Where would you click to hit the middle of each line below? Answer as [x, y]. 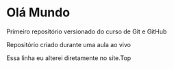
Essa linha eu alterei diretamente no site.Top [69, 58]
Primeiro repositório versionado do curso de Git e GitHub [87, 31]
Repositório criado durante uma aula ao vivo [69, 44]
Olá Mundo [38, 13]
